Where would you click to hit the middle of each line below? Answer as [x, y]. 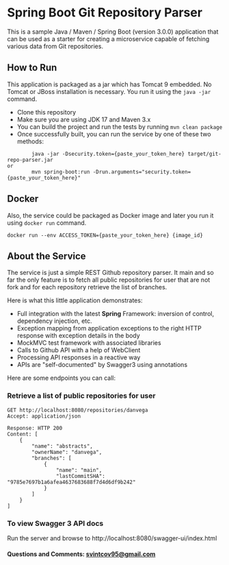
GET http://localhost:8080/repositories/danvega [78, 410]
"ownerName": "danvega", [67, 452]
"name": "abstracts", [63, 446]
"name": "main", [79, 470]
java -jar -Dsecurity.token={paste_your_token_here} [108, 154]
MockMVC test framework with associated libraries [89, 343]
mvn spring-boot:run [61, 172]
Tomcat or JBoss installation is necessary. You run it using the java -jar [109, 91]
